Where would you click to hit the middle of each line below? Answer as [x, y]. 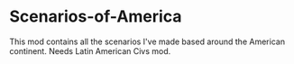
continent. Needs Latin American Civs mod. [90, 50]
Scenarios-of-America [96, 17]
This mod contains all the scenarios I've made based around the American [147, 41]
